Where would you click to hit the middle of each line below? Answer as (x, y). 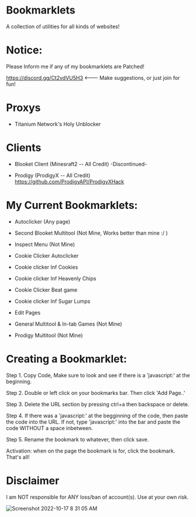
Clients (24, 148)
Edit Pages (27, 312)
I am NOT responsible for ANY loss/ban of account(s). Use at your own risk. (97, 497)
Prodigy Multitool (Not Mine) (49, 335)
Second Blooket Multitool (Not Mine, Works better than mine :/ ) (91, 233)
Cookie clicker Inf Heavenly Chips (55, 278)
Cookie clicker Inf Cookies (46, 267)
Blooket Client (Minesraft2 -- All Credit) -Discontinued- (81, 164)
